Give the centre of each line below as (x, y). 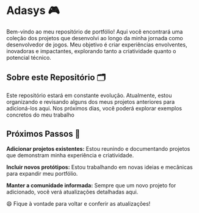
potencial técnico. (29, 57)
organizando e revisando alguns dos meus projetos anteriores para (91, 102)
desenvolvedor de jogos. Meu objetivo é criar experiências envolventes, (97, 45)
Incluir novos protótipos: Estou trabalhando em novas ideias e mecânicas (100, 167)
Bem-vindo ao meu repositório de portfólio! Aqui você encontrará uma (95, 31)
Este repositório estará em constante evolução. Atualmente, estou (89, 95)
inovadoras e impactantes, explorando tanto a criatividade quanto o (91, 51)
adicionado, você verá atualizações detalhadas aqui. (72, 192)
